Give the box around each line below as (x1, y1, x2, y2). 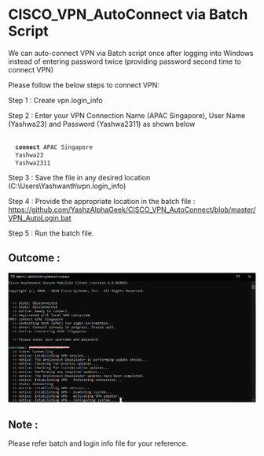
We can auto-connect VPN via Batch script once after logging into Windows (8, 48, 254, 57)
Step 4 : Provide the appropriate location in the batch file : (8, 196, 196, 206)
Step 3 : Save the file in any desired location (8, 172, 151, 182)
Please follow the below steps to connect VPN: (8, 80, 159, 90)
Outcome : (8, 251, 60, 265)
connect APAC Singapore (15, 143, 93, 151)
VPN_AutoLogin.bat (8, 213, 72, 222)
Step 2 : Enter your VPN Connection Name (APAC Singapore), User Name (8, 110, 246, 120)
